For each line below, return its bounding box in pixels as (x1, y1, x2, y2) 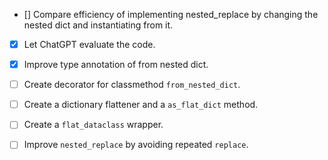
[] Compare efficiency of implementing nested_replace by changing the (23, 9, 319, 20)
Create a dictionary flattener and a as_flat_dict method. (23, 99, 259, 111)
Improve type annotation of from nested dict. (23, 59, 209, 71)
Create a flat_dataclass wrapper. (23, 119, 164, 131)
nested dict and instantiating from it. (23, 19, 174, 31)
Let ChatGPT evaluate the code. (23, 39, 156, 50)
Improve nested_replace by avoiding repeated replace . (23, 139, 249, 151)
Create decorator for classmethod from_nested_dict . (23, 79, 241, 91)
